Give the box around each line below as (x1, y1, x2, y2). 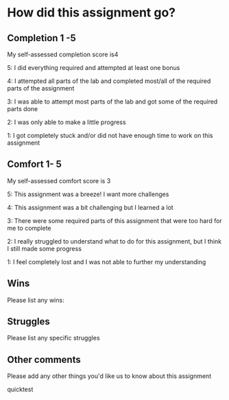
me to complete (7, 224, 51, 232)
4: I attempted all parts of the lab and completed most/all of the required (7, 77, 211, 85)
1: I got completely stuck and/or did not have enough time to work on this (7, 132, 213, 139)
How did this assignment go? (7, 5, 176, 21)
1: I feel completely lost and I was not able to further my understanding (7, 257, 206, 266)
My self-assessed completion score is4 (7, 50, 119, 58)
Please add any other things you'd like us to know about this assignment (7, 372, 211, 380)
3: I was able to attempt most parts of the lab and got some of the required (7, 97, 218, 106)
